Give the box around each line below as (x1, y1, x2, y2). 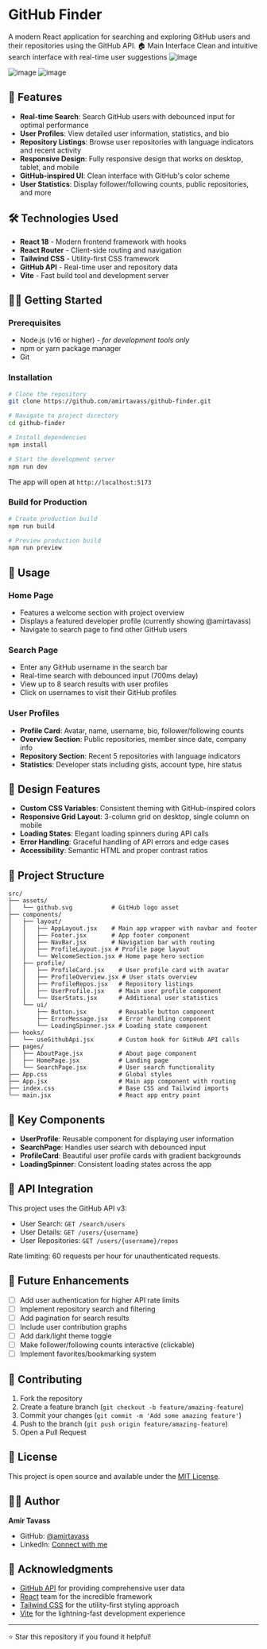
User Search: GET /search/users (19, 1218, 126, 1228)
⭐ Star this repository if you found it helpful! (8, 1632, 152, 1642)
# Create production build (8, 515, 98, 523)
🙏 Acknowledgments (8, 1562, 114, 1576)
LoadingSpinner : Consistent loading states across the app (19, 1160, 212, 1169)
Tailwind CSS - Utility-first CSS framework (19, 253, 161, 263)
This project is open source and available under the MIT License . (8, 1471, 221, 1481)
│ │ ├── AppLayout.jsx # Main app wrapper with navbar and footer (8, 925, 258, 933)
